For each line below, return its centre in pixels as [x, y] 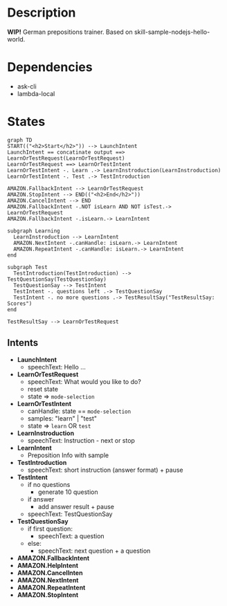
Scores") [20, 303]
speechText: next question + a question [94, 551]
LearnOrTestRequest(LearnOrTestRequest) [66, 158]
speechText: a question [71, 536]
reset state [43, 389]
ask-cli [27, 86]
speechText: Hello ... [57, 367]
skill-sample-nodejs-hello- [172, 32]
